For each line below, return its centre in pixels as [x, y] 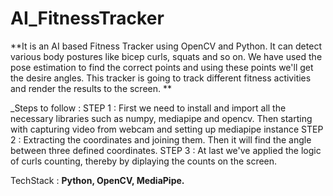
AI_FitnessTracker [87, 18]
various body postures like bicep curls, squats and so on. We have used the [166, 56]
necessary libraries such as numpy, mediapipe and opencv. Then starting [161, 118]
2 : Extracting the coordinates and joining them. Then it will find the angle [161, 139]
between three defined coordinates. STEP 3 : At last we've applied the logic [166, 150]
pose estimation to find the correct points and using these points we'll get [162, 67]
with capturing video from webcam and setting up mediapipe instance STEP [167, 129]
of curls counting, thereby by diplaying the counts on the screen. [144, 161]
